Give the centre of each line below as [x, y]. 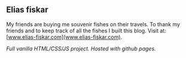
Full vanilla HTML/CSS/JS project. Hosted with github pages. [81, 48]
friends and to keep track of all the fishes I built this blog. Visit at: [86, 30]
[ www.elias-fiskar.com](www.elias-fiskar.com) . [64, 37]
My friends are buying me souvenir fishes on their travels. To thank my [93, 24]
